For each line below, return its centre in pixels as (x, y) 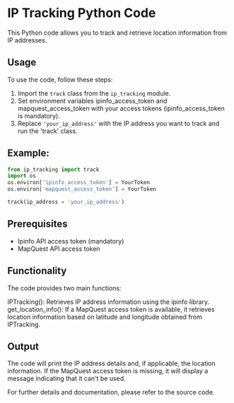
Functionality (37, 271)
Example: (28, 153)
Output (23, 346)
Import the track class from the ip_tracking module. (94, 93)
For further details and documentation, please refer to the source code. (111, 392)
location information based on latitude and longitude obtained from (105, 317)
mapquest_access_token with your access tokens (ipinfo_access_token (121, 108)
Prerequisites (37, 224)
